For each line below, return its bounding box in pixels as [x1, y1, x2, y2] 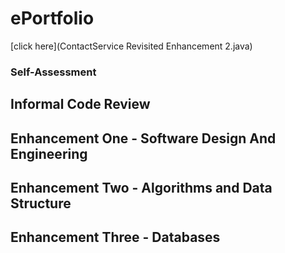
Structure [10, 195, 72, 212]
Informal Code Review [10, 96, 151, 113]
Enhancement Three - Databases [10, 229, 221, 246]
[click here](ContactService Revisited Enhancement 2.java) [10, 40, 253, 52]
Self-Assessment [10, 65, 97, 79]
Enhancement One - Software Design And [10, 130, 277, 147]
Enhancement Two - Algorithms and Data [10, 180, 273, 197]
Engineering [10, 145, 88, 162]
